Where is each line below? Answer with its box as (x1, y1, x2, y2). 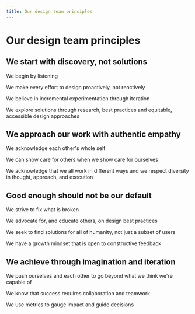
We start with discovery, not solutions (6, 57, 148, 67)
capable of (6, 278, 32, 286)
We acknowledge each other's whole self (6, 145, 106, 152)
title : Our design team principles (6, 8, 93, 15)
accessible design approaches (6, 112, 80, 120)
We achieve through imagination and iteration (6, 257, 176, 267)
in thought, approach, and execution (6, 173, 93, 181)
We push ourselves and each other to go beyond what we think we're (6, 273, 173, 280)
